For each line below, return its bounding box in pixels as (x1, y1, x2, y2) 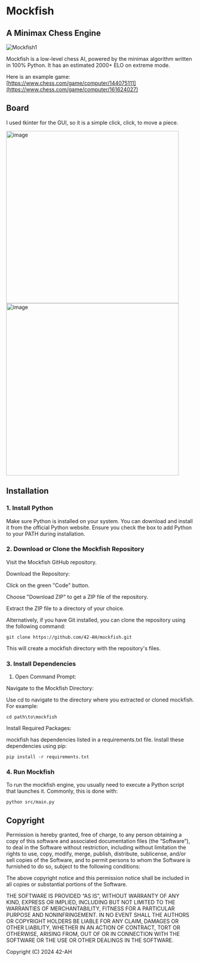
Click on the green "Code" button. (6, 582, 90, 589)
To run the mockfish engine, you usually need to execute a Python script (6, 781, 184, 789)
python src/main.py (6, 799, 55, 805)
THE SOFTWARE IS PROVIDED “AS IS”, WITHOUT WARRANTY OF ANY (6, 892, 180, 900)
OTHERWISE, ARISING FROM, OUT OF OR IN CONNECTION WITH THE (6, 931, 180, 938)
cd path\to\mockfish (6, 714, 58, 720)
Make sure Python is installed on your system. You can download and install (6, 517, 193, 524)
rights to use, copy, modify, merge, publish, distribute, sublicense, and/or (6, 850, 186, 857)
